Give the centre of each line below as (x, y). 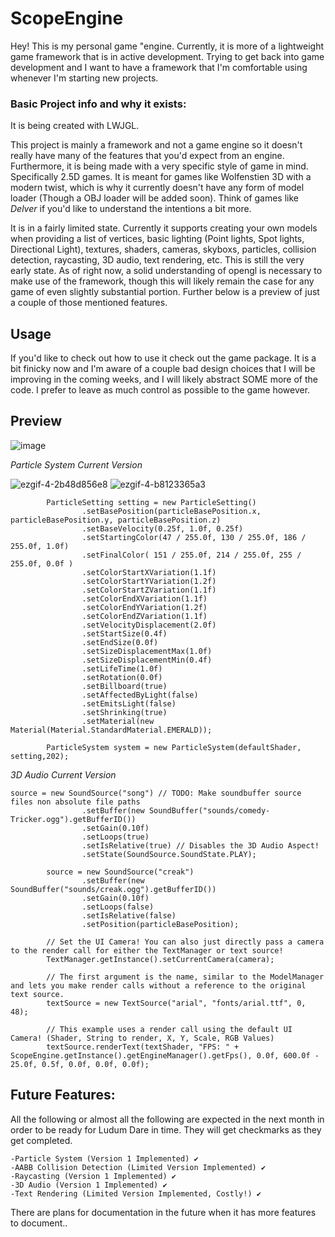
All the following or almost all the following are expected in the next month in (167, 1119)
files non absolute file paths (75, 802)
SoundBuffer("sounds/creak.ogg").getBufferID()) (113, 889)
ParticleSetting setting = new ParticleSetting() (151, 502)
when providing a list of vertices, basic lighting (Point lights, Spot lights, (157, 239)
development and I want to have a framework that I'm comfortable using (159, 67)
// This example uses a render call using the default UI (169, 1029)
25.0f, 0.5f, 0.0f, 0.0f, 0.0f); (80, 1064)
